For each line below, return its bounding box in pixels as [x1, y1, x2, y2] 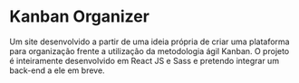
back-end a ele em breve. [9, 65, 106, 76]
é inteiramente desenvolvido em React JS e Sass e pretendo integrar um [9, 55, 279, 66]
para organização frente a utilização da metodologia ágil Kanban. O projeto [9, 45, 290, 56]
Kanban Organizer [9, 6, 149, 27]
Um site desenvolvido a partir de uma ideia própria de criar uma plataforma [9, 36, 290, 47]
